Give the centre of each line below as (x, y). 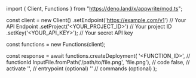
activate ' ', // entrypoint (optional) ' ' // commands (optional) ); (82, 68)
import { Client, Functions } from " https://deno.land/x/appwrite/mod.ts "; (94, 9)
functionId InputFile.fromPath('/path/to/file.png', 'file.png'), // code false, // (98, 62)
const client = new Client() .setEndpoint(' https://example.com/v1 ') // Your (96, 20)
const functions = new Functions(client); (56, 44)
